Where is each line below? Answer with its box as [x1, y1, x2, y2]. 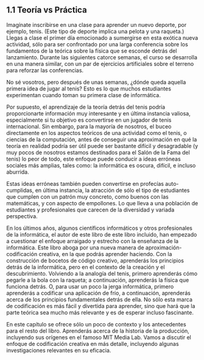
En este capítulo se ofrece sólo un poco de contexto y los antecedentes [6, 320, 187, 328]
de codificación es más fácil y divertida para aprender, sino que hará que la [6, 302, 195, 309]
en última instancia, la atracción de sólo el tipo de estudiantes [35, 186, 190, 194]
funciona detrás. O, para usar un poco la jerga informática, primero [6, 282, 174, 290]
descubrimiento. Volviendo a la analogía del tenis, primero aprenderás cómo [6, 270, 198, 277]
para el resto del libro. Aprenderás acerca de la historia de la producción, [6, 327, 190, 334]
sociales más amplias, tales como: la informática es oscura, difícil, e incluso [6, 161, 196, 169]
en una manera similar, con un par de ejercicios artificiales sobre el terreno [6, 60, 194, 67]
